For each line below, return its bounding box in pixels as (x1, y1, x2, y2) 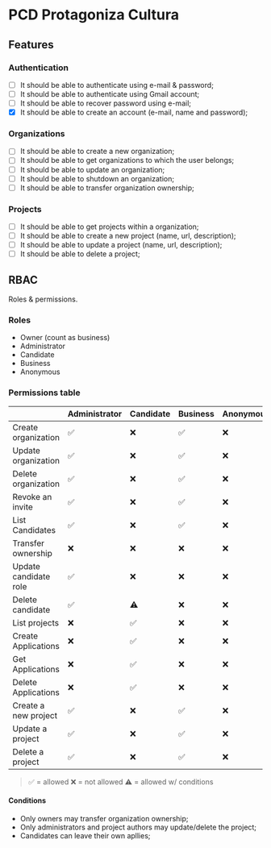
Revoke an (12, 491, 52, 502)
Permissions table (8, 387, 81, 398)
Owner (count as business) (19, 333, 110, 343)
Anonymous (19, 367, 60, 376)
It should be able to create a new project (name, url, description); (19, 231, 236, 241)
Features (8, 38, 54, 52)
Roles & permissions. (8, 294, 78, 304)
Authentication (8, 62, 69, 73)
